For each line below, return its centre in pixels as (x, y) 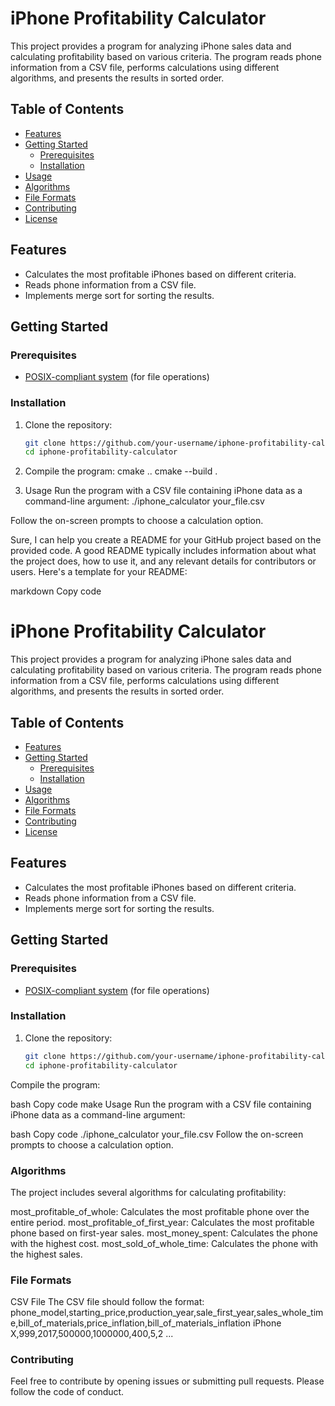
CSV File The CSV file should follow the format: (107, 1302)
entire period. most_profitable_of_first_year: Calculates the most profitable (162, 1222)
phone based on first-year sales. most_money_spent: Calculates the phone (164, 1233)
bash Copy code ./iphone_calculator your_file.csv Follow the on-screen (157, 1134)
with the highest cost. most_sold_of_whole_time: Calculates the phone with (164, 1243)
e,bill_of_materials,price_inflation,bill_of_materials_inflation (131, 1323)
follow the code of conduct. (67, 1392)
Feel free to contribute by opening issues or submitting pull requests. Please (167, 1381)
